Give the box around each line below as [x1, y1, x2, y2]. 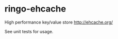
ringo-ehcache [4, 3, 67, 14]
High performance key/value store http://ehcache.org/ [4, 19, 113, 25]
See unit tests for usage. [4, 28, 54, 34]
